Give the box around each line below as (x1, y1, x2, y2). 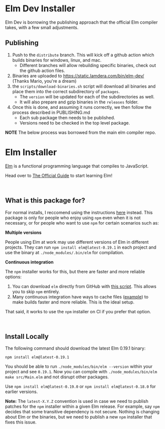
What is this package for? (5, 197, 85, 205)
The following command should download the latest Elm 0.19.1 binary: (5, 345, 146, 351)
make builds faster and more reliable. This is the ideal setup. (12, 299, 134, 305)
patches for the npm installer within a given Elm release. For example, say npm (5, 403, 160, 409)
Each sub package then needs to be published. (19, 114, 115, 121)
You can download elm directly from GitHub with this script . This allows (12, 283, 157, 289)
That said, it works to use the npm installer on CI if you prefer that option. (5, 308, 151, 314)
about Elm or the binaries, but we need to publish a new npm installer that (5, 414, 152, 420)
